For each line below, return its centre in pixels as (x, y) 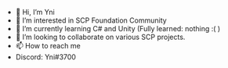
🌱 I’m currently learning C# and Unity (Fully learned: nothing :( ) (118, 29)
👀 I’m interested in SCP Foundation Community (91, 20)
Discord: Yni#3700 (46, 57)
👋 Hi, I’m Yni (35, 12)
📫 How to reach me (48, 46)
